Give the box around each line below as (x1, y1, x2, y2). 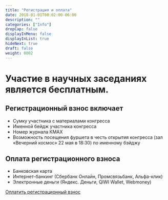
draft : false (5, 46, 33, 51)
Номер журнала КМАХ (12, 129, 63, 135)
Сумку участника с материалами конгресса (12, 118, 110, 124)
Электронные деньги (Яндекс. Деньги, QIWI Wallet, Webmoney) (12, 179, 152, 185)
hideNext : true (5, 41, 38, 46)
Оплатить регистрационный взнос (5, 189, 81, 195)
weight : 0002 (5, 50, 33, 56)
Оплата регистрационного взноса (5, 154, 120, 163)
